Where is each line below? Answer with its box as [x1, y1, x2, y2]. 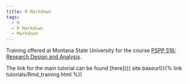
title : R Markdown [6, 8, 51, 15]
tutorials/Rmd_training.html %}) [6, 71, 83, 78]
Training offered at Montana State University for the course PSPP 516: [6, 47, 176, 54]
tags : [6, 14, 20, 20]
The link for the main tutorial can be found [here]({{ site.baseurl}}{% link [6, 64, 182, 72]
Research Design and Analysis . [6, 53, 82, 60]
